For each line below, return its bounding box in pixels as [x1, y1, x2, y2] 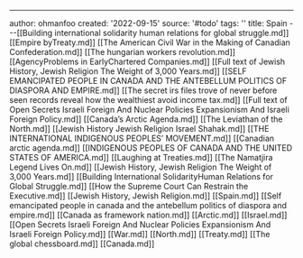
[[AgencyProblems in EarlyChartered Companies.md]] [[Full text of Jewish [9, 56, 286, 67]
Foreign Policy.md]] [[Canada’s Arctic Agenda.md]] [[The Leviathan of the [9, 114, 283, 124]
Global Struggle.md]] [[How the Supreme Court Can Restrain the [9, 181, 249, 191]
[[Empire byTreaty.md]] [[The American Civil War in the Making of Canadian [9, 37, 291, 48]
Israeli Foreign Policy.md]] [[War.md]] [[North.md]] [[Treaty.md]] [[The [9, 229, 271, 239]
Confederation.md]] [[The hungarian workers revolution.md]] [9, 47, 236, 57]
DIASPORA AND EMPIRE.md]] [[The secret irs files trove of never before [9, 85, 278, 96]
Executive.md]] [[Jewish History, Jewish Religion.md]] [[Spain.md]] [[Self [9, 190, 282, 201]
